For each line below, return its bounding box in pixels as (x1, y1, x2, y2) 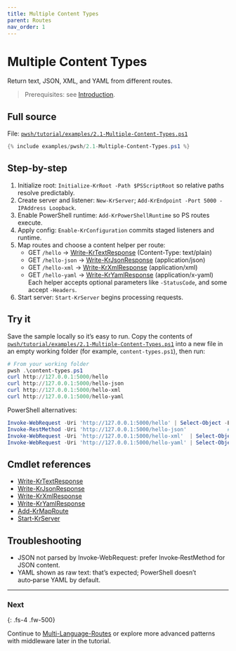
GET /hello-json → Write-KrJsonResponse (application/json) (27, 256, 206, 264)
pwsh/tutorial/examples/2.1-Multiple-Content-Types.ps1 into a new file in (7, 339, 223, 348)
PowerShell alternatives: (7, 405, 77, 414)
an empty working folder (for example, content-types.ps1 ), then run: (7, 347, 206, 355)
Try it (7, 313, 31, 325)
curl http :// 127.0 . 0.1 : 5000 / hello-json (7, 380, 124, 387)
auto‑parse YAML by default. (17, 576, 100, 584)
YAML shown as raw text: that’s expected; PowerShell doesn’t (17, 568, 197, 577)
